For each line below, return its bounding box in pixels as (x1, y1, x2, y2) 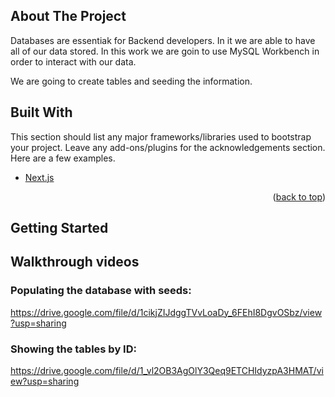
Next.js (24, 171, 55, 183)
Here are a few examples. (10, 152, 116, 164)
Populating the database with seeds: (10, 284, 192, 298)
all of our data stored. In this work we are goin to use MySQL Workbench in (10, 45, 320, 57)
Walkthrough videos (10, 254, 140, 271)
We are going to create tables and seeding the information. (10, 75, 253, 87)
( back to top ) (272, 190, 326, 203)
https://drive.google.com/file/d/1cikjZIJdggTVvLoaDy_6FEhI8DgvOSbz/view (10, 306, 323, 318)
